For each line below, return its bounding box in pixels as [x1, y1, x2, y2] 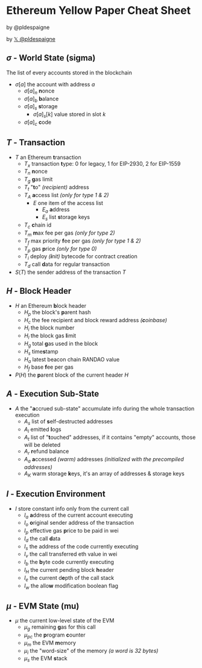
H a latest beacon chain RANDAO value [24, 355, 120, 365]
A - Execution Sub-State [6, 389, 99, 399]
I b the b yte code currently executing [24, 559, 115, 567]
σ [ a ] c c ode [24, 118, 52, 127]
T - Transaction [6, 137, 65, 148]
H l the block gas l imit [24, 332, 77, 340]
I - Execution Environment [6, 489, 106, 499]
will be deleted [24, 441, 61, 449]
